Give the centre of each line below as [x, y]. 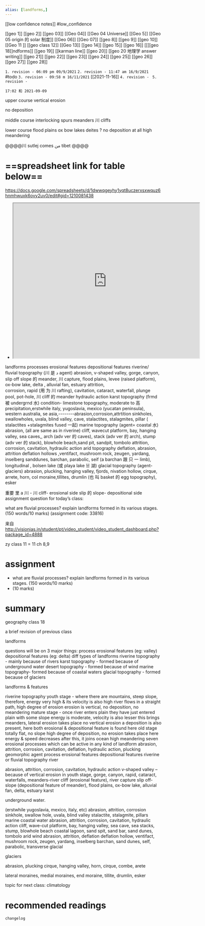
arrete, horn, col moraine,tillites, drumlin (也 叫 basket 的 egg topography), [81, 477]
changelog [15, 919]
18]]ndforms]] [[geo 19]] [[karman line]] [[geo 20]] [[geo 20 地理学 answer [81, 51]
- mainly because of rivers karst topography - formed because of [72, 661]
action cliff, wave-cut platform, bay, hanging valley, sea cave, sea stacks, [80, 826]
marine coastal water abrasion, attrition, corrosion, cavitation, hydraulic [78, 820]
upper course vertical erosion [35, 100]
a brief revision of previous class [38, 632]
